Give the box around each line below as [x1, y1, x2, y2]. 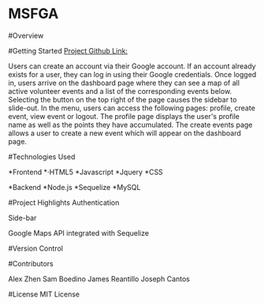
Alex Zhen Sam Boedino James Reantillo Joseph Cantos [8, 273, 191, 284]
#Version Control [8, 244, 63, 253]
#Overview [8, 31, 44, 40]
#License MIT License [8, 289, 80, 299]
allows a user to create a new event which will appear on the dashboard [8, 128, 242, 138]
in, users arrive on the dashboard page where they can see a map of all [8, 78, 240, 87]
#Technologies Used [8, 151, 76, 162]
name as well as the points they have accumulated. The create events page [8, 120, 253, 129]
